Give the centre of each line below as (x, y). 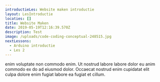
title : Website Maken (27, 23)
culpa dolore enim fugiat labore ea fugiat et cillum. (55, 74)
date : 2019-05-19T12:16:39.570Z (38, 28)
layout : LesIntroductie (29, 14)
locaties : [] (18, 18)
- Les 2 (17, 50)
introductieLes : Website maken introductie (50, 9)
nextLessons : (18, 41)
